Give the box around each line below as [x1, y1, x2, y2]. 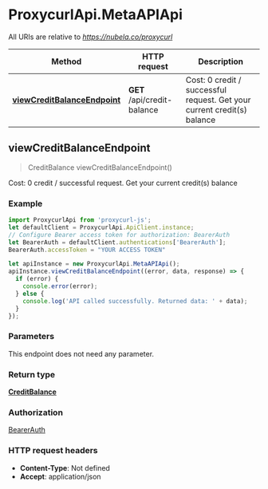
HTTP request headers [8, 445, 98, 456]
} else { [15, 290, 45, 298]
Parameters [8, 331, 54, 342]
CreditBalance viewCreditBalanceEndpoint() [27, 162, 173, 172]
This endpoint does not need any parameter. [8, 349, 154, 358]
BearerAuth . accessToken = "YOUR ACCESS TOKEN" [8, 246, 166, 254]
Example [8, 198, 43, 209]
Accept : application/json [19, 471, 101, 481]
